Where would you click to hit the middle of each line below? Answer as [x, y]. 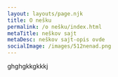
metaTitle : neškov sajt [42, 33]
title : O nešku [29, 20]
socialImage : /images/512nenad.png [59, 46]
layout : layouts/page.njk [45, 14]
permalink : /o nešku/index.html [54, 27]
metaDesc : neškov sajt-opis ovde [56, 40]
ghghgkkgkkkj [28, 66]
